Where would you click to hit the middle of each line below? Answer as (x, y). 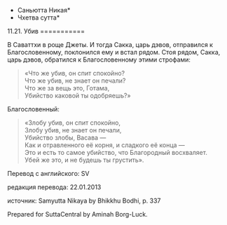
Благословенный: (33, 109)
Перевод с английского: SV (48, 173)
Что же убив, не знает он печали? (75, 81)
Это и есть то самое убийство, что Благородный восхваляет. (116, 152)
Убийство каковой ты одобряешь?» (77, 95)
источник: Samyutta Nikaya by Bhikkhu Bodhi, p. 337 (84, 200)
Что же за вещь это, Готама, (67, 88)
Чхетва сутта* (39, 18)
